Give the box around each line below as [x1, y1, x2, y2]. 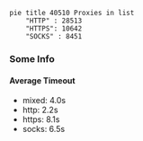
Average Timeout [9, 75, 76, 85]
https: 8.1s [22, 114, 60, 125]
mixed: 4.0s [22, 95, 66, 106]
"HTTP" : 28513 [25, 16, 83, 25]
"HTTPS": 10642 [25, 24, 83, 33]
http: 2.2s [22, 104, 58, 116]
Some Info [9, 52, 56, 65]
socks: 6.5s [22, 124, 66, 135]
